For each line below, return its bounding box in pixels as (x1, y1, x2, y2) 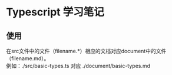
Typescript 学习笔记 (6, 5, 104, 19)
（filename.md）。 (6, 55, 49, 62)
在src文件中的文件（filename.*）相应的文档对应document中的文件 (6, 48, 167, 54)
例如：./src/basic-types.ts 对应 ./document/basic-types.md (6, 63, 151, 69)
